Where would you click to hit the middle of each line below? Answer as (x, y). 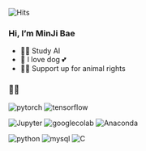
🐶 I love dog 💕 (43, 60)
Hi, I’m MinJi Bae (42, 33)
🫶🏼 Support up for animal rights (73, 69)
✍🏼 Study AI (40, 51)
